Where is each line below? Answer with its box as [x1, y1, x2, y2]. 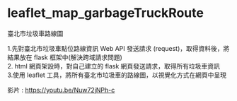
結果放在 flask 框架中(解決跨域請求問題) [7, 53, 122, 61]
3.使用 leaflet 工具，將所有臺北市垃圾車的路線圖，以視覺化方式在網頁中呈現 [7, 71, 227, 79]
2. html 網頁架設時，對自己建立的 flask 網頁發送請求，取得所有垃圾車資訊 [7, 61, 221, 70]
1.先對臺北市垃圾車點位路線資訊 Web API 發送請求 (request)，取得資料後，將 [7, 44, 230, 52]
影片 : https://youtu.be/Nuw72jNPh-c [7, 85, 115, 94]
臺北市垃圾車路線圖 [7, 29, 64, 37]
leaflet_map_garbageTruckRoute [7, 5, 204, 21]
